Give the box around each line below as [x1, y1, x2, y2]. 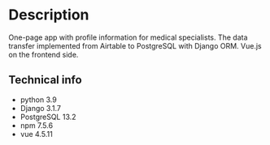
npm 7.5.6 [20, 120, 54, 130]
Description [8, 6, 89, 24]
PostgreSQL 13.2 [20, 112, 76, 122]
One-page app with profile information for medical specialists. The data [8, 32, 248, 42]
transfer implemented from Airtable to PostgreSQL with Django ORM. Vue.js [8, 41, 262, 50]
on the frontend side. [8, 49, 79, 59]
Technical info [8, 73, 83, 87]
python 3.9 [20, 95, 57, 104]
